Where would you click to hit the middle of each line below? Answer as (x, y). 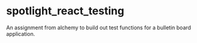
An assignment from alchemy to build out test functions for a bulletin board (99, 27)
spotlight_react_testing (65, 11)
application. (21, 33)
